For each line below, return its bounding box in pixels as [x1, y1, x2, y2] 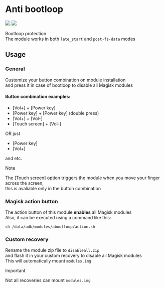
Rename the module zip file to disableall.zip [5, 247, 100, 253]
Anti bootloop [5, 4, 64, 15]
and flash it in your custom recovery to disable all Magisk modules [5, 252, 142, 259]
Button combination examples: [5, 94, 71, 100]
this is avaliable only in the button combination [5, 185, 101, 191]
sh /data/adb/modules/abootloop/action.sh [5, 224, 95, 229]
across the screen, [5, 180, 44, 186]
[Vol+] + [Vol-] [12, 115, 43, 121]
